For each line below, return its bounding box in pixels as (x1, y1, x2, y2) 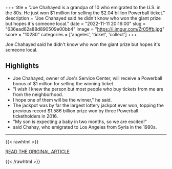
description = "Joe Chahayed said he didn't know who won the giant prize (5, 15, 161, 21)
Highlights (5, 61, 39, 70)
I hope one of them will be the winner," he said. (12, 96, 112, 103)
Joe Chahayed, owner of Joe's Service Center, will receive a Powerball (12, 75, 163, 81)
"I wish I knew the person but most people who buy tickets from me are (12, 86, 164, 92)
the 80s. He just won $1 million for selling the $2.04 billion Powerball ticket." (5, 10, 165, 16)
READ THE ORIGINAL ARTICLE (5, 148, 70, 155)
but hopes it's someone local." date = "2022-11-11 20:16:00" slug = (5, 20, 146, 27)
